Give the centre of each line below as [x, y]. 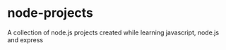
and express [25, 39]
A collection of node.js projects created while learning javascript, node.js [113, 32]
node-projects [50, 13]
